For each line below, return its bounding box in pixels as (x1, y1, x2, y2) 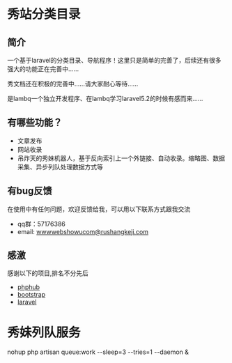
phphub (17, 283, 40, 291)
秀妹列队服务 (7, 325, 82, 340)
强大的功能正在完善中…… (7, 65, 79, 73)
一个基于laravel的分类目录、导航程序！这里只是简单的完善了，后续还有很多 (7, 56, 222, 64)
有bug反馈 (7, 185, 52, 197)
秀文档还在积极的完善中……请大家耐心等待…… (7, 79, 139, 88)
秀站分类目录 (7, 6, 82, 22)
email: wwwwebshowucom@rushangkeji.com (17, 227, 148, 235)
